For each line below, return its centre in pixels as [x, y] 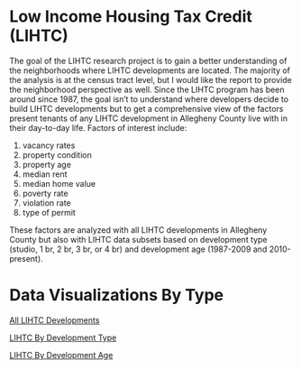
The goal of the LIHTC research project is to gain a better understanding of [148, 60]
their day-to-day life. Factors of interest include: [98, 127]
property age [47, 164]
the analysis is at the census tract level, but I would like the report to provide [151, 79]
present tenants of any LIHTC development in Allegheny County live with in [149, 118]
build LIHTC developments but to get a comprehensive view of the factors [146, 108]
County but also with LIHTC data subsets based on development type [138, 239]
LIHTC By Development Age [61, 355]
